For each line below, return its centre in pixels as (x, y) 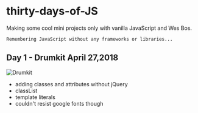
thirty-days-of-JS (52, 11)
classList (26, 91)
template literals (35, 97)
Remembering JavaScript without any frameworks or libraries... (90, 39)
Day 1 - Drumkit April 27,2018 (62, 58)
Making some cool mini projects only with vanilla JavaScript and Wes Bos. (99, 28)
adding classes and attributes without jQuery (71, 84)
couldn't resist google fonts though (59, 103)
